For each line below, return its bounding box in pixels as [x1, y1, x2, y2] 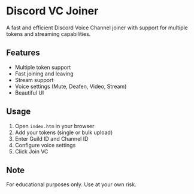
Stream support [14, 76, 54, 83]
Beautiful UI [14, 89, 44, 96]
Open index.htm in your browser [14, 122, 95, 129]
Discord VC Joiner [6, 4, 99, 18]
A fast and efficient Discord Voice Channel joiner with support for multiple [6, 24, 189, 31]
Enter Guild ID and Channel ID [14, 135, 89, 142]
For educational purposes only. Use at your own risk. [6, 181, 137, 188]
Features [6, 48, 40, 58]
